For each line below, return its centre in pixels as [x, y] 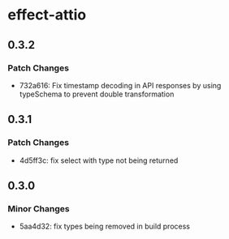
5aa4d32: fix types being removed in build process [104, 226]
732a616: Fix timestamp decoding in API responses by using [120, 85]
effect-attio [47, 15]
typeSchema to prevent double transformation [97, 94]
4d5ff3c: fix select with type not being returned [99, 160]
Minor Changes [39, 208]
